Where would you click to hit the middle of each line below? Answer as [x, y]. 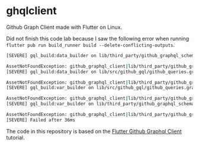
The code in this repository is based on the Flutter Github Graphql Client [94, 131]
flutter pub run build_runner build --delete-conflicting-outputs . [91, 45]
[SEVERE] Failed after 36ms [41, 120]
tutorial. [15, 137]
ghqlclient [32, 11]
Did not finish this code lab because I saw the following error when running [98, 38]
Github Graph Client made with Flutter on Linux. [64, 27]
